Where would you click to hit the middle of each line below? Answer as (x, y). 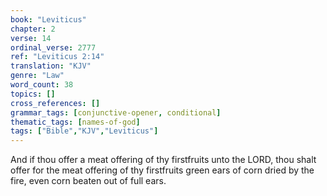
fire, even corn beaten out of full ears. (88, 181)
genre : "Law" (37, 76)
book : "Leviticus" (48, 19)
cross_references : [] (55, 103)
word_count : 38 (42, 85)
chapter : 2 (33, 29)
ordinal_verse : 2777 (53, 47)
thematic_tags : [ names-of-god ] (75, 122)
